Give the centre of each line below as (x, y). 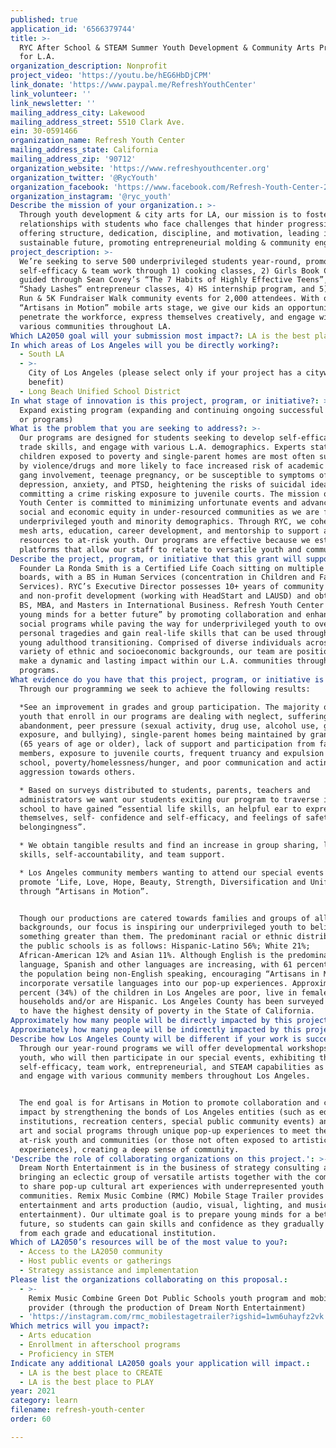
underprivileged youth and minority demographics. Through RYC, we (163, 522)
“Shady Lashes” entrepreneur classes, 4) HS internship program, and (167, 289)
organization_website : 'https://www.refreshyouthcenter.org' (140, 168)
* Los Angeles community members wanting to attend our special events (172, 872)
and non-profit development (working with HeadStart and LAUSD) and (165, 596)
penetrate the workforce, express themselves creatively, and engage (167, 317)
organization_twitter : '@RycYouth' (84, 177)
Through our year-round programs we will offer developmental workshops (174, 1048)
